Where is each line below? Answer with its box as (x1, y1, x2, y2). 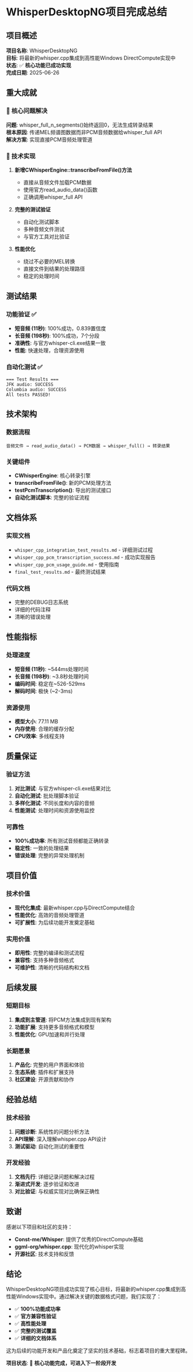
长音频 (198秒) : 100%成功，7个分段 (14, 332, 99, 339)
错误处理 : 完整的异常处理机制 (14, 851, 85, 858)
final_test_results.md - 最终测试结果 (14, 568, 106, 575)
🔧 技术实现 (6, 152, 36, 160)
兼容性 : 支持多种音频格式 (14, 956, 74, 963)
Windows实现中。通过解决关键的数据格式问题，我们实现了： (16, 1293, 162, 1300)
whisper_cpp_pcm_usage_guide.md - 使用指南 (14, 560, 119, 568)
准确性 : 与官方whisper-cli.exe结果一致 (14, 339, 106, 346)
